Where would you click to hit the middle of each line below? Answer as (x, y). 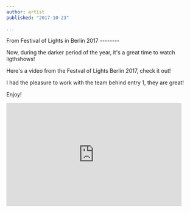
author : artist (26, 12)
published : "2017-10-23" (38, 18)
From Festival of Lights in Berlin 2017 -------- (63, 40)
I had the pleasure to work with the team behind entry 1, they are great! (95, 82)
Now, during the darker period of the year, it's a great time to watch (91, 52)
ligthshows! (21, 59)
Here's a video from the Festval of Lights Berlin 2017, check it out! (89, 70)
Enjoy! (14, 94)
